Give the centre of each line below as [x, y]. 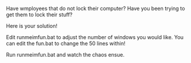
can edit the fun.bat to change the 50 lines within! [66, 43]
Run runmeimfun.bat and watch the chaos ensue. [65, 55]
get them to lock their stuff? [39, 15]
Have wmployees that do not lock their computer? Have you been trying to [95, 8]
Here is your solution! [32, 26]
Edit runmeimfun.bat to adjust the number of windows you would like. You [95, 37]
